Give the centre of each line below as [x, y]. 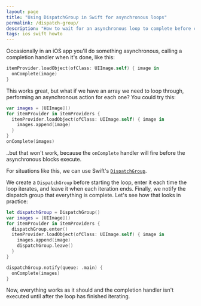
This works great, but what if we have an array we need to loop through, [95, 91]
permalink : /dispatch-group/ [42, 23]
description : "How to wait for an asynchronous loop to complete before [99, 28]
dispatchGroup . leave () [45, 246]
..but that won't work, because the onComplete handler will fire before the [96, 152]
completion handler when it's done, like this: [60, 57]
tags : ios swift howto [34, 34]
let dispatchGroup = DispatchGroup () [53, 212]
